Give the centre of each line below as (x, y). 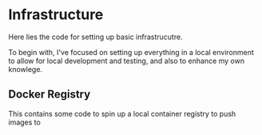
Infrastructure (56, 15)
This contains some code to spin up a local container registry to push (122, 113)
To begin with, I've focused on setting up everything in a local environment (131, 52)
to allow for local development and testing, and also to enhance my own (127, 61)
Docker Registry (50, 95)
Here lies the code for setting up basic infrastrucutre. (95, 37)
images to (25, 122)
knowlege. (25, 69)
